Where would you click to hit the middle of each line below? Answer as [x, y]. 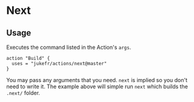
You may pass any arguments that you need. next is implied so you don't [97, 80]
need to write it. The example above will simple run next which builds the [97, 86]
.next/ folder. [23, 93]
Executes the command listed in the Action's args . [69, 47]
